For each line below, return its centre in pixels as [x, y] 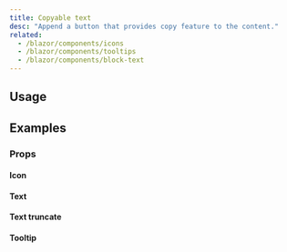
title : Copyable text [51, 18]
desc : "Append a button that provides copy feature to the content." [144, 26]
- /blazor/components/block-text [81, 60]
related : [26, 35]
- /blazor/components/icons [71, 43]
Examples [38, 128]
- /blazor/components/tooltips [77, 52]
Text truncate [36, 217]
